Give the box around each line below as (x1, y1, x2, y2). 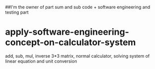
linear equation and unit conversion (5, 58, 77, 64)
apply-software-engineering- (5, 26, 129, 38)
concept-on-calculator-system (5, 37, 136, 48)
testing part (5, 9, 29, 15)
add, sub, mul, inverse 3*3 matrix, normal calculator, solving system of (5, 53, 150, 59)
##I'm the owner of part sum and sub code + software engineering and (5, 4, 151, 10)
